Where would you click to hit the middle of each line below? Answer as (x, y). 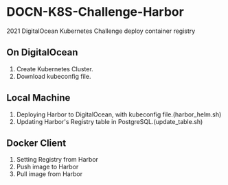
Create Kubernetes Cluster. (55, 69)
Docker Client (36, 143)
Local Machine (38, 98)
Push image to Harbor (47, 167)
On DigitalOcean (42, 52)
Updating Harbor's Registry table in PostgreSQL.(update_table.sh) (110, 121)
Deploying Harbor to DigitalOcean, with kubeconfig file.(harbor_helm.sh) (119, 114)
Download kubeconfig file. (54, 76)
